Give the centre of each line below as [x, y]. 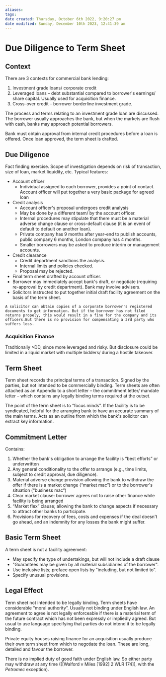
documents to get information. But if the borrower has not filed [75, 311]
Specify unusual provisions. [41, 575]
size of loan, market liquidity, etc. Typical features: [57, 172]
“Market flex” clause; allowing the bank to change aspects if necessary [85, 506]
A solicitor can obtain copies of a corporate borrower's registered [79, 307]
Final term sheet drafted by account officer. [57, 277]
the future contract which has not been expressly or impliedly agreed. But [81, 618]
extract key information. [30, 421]
